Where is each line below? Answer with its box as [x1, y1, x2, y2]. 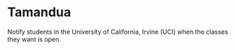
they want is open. [7, 35, 62, 43]
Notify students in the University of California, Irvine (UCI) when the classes [7, 27, 229, 36]
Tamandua [7, 4, 71, 20]
